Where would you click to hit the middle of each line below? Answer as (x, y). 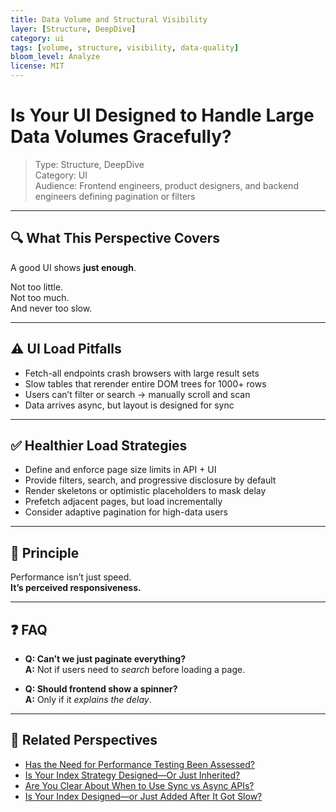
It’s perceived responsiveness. (76, 588)
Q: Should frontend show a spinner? (101, 689)
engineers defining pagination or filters (115, 196)
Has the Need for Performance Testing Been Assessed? (139, 764)
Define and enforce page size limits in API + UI (120, 470)
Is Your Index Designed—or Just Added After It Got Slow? (143, 796)
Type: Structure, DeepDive (89, 164)
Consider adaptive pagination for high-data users (126, 512)
